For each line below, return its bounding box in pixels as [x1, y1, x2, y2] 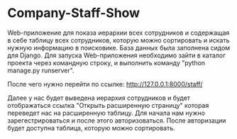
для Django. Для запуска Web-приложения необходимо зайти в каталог [7, 51, 226, 60]
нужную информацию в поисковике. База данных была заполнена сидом [7, 43, 231, 52]
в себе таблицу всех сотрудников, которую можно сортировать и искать [7, 35, 230, 44]
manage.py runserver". [7, 66, 75, 74]
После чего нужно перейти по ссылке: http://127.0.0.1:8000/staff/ [7, 79, 203, 88]
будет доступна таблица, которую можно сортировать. [7, 123, 175, 132]
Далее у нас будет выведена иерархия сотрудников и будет [7, 94, 190, 102]
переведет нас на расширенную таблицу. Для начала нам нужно [7, 109, 206, 117]
